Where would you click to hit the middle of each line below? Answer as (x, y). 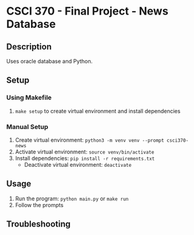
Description (29, 47)
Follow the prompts (39, 205)
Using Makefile (29, 97)
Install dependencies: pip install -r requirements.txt (85, 158)
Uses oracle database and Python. (50, 61)
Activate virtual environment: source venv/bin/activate (85, 152)
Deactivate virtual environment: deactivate (78, 164)
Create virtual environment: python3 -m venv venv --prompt (89, 140)
